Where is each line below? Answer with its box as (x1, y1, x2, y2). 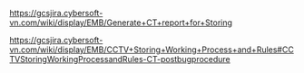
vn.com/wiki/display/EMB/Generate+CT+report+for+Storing (9, 17, 233, 28)
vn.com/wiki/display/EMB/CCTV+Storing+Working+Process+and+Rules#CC (9, 44, 295, 55)
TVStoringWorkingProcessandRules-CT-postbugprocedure (9, 54, 231, 64)
